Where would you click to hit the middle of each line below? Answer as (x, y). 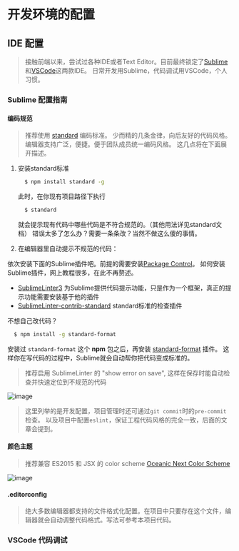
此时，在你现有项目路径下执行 (61, 196)
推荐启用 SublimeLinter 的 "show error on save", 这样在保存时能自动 (124, 373)
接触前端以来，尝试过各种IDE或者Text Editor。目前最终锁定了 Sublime (126, 62)
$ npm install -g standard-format (65, 334)
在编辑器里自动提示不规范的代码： (68, 248)
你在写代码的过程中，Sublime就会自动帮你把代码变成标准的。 (103, 358)
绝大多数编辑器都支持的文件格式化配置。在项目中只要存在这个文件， (125, 511)
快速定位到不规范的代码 (72, 382)
